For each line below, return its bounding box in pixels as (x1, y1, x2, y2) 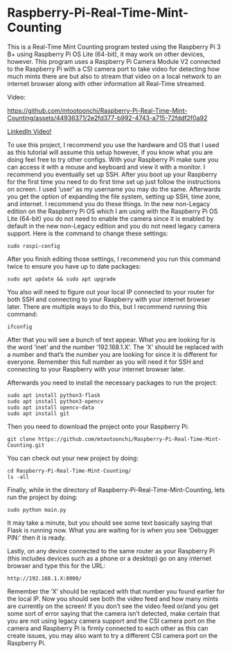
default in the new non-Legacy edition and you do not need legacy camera (7, 221, 220, 230)
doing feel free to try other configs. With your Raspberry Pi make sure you (7, 155, 219, 164)
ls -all (7, 473, 30, 480)
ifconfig (7, 323, 33, 330)
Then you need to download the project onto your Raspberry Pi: (7, 422, 189, 430)
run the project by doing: (7, 493, 78, 501)
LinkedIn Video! (7, 127, 52, 135)
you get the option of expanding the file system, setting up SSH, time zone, (7, 192, 222, 201)
